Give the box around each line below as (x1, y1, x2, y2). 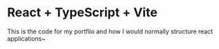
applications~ (7, 34, 46, 42)
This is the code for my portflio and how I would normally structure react (7, 27, 213, 35)
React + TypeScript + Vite (7, 5, 158, 20)
